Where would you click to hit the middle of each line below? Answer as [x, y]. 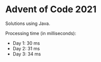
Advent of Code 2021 [51, 9]
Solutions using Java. [28, 23]
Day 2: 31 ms [26, 48]
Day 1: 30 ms [26, 43]
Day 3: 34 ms [27, 54]
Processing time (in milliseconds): [41, 33]
